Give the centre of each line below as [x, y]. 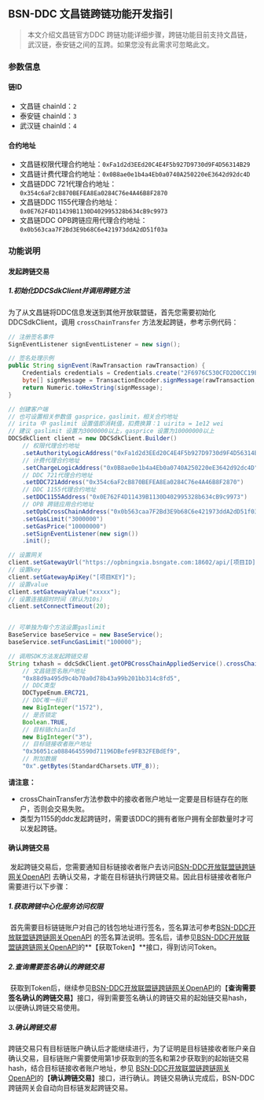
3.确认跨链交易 [32, 1027]
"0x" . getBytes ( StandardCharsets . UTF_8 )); [91, 766]
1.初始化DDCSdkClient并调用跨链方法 [69, 291]
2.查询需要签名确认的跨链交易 [56, 966]
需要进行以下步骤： [39, 887]
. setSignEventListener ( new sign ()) [81, 534]
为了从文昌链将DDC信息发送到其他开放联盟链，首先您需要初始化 [112, 312]
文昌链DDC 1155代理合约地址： [70, 202]
